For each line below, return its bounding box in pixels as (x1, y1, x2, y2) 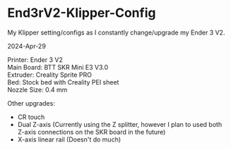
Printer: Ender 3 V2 (7, 55, 64, 64)
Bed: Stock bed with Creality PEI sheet (7, 77, 119, 86)
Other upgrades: (7, 99, 55, 107)
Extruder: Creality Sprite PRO (7, 70, 92, 79)
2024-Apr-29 (7, 42, 46, 50)
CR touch (17, 113, 45, 121)
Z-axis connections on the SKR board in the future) (17, 127, 166, 136)
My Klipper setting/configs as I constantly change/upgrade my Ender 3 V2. (7, 28, 225, 37)
